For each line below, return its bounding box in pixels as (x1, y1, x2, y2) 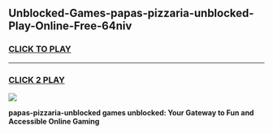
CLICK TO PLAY (8, 44, 71, 55)
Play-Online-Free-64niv (8, 19, 132, 33)
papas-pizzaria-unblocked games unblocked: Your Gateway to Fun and (8, 107, 254, 117)
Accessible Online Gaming (8, 116, 100, 126)
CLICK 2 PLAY (8, 74, 65, 85)
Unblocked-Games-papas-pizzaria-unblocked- (8, 6, 254, 20)
